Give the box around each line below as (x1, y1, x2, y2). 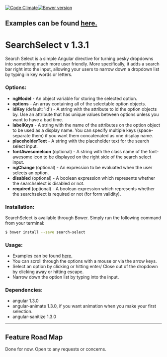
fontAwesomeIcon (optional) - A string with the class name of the (12, 148, 148, 154)
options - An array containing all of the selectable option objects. (12, 100, 147, 107)
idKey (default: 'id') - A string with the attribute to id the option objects (12, 106, 157, 112)
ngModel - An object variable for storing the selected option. (12, 95, 138, 101)
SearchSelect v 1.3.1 (5, 39, 89, 50)
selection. (12, 309, 33, 315)
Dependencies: (5, 287, 43, 294)
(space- (137, 127, 153, 133)
